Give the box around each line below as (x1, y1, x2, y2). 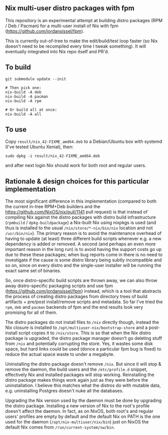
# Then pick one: (5, 85, 42, 90)
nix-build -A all (5, 112, 42, 117)
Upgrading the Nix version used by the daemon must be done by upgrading (5, 397, 162, 404)
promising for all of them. (5, 309, 58, 316)
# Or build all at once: (5, 107, 57, 112)
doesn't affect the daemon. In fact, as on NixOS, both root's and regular (5, 408, 154, 414)
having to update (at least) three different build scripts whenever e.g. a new (5, 236, 162, 242)
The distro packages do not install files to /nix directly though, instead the (5, 319, 159, 325)
